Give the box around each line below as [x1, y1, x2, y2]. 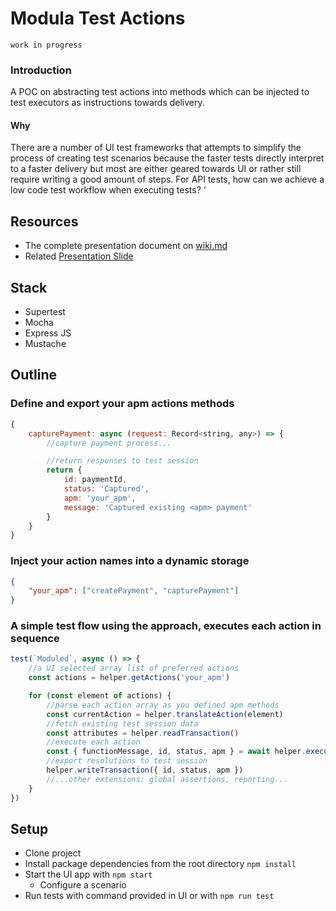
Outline [10, 367, 57, 384]
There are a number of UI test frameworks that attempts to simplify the [10, 142, 302, 154]
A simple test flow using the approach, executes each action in [10, 619, 322, 633]
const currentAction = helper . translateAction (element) [46, 709, 284, 719]
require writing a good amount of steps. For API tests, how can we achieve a [10, 173, 325, 186]
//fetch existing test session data [46, 718, 199, 729]
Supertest [24, 306, 66, 318]
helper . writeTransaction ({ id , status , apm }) [46, 765, 244, 776]
